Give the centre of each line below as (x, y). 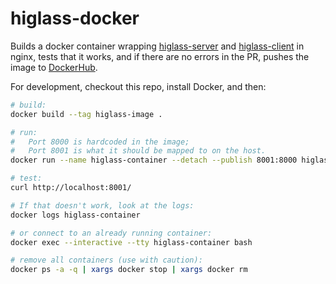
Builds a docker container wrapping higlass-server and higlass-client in (157, 46)
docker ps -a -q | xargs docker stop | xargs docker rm (129, 270)
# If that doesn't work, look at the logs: (102, 205)
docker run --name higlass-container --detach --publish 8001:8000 (154, 160)
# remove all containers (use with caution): (106, 260)
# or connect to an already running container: (111, 233)
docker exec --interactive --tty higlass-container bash (131, 242)
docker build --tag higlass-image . (86, 114)
